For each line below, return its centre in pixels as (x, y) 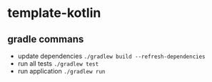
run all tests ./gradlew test (58, 64)
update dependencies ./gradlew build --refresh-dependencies (111, 56)
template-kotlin (54, 13)
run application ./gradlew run (61, 71)
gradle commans (46, 39)
